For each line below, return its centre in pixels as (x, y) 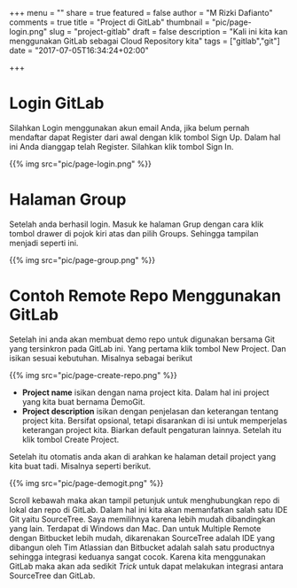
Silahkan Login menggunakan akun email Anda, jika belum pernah (129, 128)
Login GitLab (57, 103)
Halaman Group (68, 200)
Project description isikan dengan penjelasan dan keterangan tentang (150, 411)
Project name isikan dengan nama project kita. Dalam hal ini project (145, 392)
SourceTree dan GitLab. (52, 576)
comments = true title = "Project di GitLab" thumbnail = (109, 22)
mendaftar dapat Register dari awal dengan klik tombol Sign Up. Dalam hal (145, 137)
